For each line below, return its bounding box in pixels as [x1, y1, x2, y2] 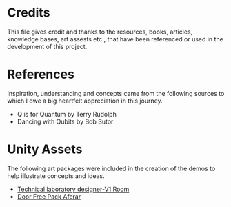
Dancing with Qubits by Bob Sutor [17, 117, 114, 126]
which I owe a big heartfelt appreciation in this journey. [7, 97, 163, 105]
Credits [7, 5, 50, 21]
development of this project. [7, 42, 88, 50]
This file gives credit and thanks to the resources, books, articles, [7, 28, 193, 36]
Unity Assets [7, 141, 83, 157]
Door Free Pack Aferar [17, 192, 81, 201]
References [7, 67, 74, 82]
